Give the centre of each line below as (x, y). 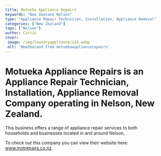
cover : (12, 38)
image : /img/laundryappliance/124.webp (49, 42)
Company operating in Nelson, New (80, 103)
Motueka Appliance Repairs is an (75, 72)
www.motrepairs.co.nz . (29, 148)
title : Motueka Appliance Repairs (41, 10)
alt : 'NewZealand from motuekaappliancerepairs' (59, 47)
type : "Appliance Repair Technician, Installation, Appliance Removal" (81, 19)
